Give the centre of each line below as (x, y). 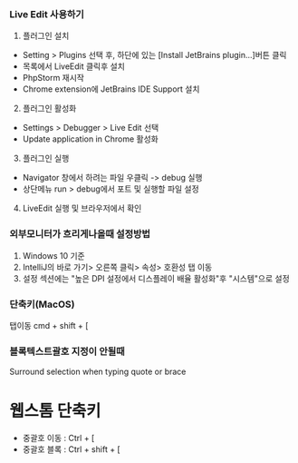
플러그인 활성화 (49, 108)
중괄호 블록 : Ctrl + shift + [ (71, 449)
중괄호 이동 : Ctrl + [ (58, 438)
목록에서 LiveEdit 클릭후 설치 (73, 66)
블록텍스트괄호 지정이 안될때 (67, 351)
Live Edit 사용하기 (47, 14)
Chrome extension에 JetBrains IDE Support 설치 (111, 89)
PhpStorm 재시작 (53, 78)
